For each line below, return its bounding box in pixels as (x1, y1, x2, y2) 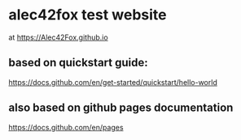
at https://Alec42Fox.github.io (8, 32, 108, 42)
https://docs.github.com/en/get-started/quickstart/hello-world (8, 77, 217, 87)
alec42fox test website (8, 6, 167, 24)
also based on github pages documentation (8, 101, 234, 115)
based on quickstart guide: (8, 56, 148, 70)
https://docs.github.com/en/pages (8, 122, 124, 132)
